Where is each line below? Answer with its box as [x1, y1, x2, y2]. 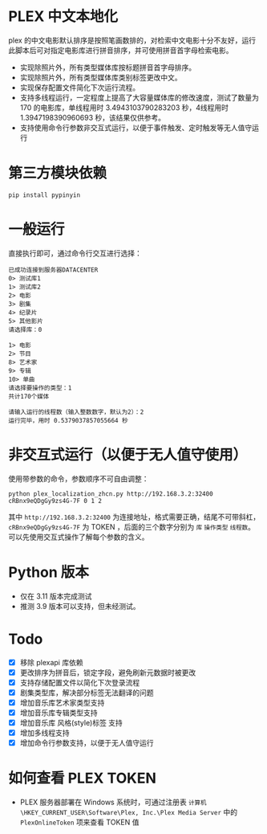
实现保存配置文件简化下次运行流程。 [19, 82, 140, 92]
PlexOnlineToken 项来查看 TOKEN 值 [19, 817, 140, 828]
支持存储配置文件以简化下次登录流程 [19, 677, 140, 687]
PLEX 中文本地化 [8, 7, 119, 26]
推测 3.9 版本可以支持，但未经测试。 [19, 601, 140, 611]
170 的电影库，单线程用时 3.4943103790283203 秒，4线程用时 [19, 102, 229, 112]
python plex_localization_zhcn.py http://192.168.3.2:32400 [8, 489, 214, 498]
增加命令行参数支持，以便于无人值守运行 [19, 738, 154, 748]
